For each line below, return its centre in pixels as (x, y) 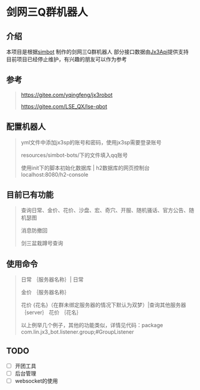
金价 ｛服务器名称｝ (45, 292)
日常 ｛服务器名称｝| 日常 (52, 280)
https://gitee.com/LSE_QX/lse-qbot (64, 106)
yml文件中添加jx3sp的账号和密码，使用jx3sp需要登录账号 (91, 142)
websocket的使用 (36, 381)
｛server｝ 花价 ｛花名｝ (51, 313)
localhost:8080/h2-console (54, 174)
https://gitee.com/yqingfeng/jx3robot (66, 95)
